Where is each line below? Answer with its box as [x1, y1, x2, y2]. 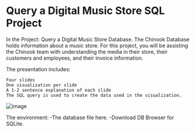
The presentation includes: [6, 65, 71, 72]
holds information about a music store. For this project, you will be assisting [6, 42, 189, 49]
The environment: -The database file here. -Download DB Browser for [6, 114, 175, 121]
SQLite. [6, 120, 24, 127]
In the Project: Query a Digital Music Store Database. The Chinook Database [6, 36, 190, 43]
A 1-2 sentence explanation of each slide [6, 87, 111, 93]
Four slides [6, 77, 35, 83]
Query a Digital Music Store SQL [6, 4, 165, 18]
